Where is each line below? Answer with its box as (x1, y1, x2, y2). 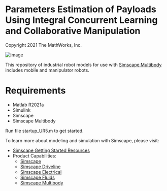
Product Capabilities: (12, 152, 57, 158)
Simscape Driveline (20, 164, 61, 170)
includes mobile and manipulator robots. (5, 67, 90, 73)
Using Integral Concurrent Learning (5, 14, 158, 26)
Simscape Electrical (20, 169, 62, 175)
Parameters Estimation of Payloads (5, 4, 156, 15)
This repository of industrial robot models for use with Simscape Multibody (5, 61, 162, 68)
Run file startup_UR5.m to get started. (5, 128, 84, 134)
